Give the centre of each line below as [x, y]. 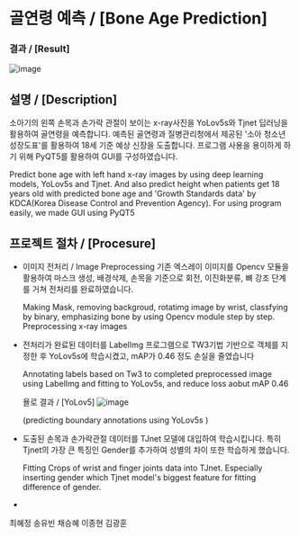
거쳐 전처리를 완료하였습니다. [82, 290]
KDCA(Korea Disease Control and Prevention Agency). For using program [145, 203]
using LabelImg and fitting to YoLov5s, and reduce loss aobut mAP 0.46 [155, 384]
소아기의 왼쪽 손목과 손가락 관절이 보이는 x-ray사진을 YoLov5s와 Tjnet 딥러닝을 [149, 123]
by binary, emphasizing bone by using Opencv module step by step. [149, 317]
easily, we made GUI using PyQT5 [72, 213]
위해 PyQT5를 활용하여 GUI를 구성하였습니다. [98, 157]
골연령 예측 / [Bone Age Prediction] [139, 18]
